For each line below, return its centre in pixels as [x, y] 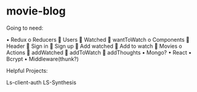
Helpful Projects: [27, 70]
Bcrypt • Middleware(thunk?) [42, 59]
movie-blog [36, 11]
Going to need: [25, 28]
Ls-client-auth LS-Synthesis [42, 82]
